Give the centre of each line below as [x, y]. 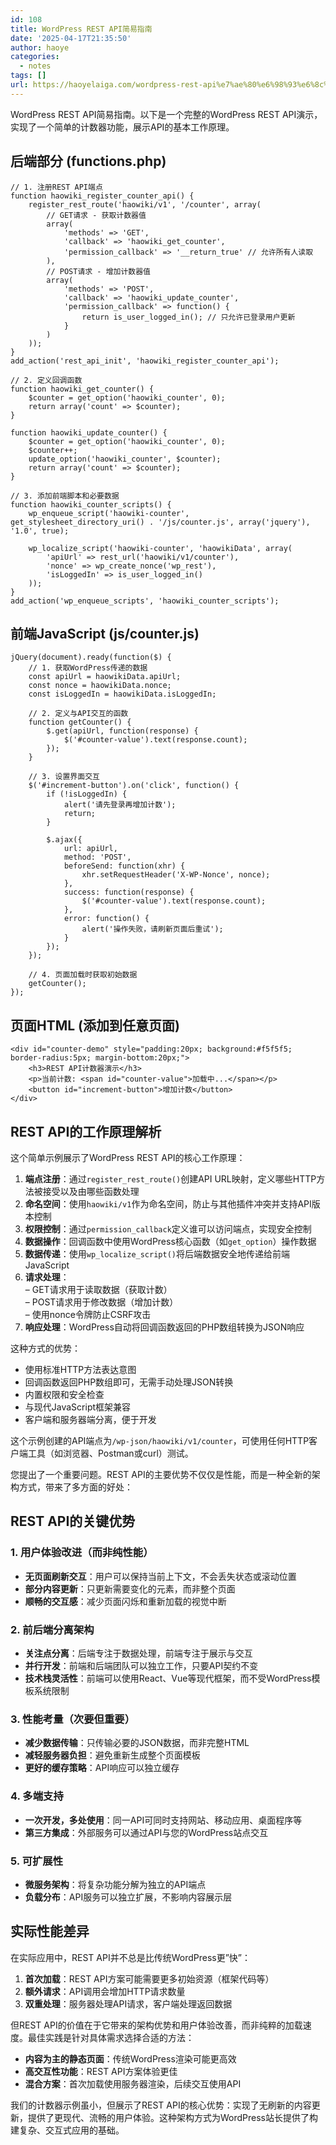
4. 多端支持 [37, 1796]
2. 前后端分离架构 [52, 1629]
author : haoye [40, 47]
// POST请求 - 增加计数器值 [98, 271]
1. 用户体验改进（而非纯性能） [82, 1553]
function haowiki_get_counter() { [82, 389]
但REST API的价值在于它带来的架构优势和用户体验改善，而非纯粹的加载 [156, 2025]
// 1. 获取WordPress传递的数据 [88, 668]
